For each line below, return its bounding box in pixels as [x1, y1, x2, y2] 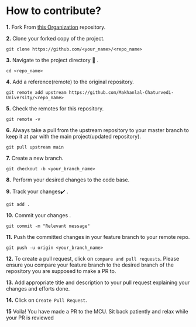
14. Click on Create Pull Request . [6, 296, 87, 304]
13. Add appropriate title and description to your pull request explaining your [6, 279, 190, 286]
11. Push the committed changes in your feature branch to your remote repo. [6, 233, 190, 240]
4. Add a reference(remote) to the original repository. [6, 78, 135, 85]
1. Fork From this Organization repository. [6, 23, 106, 31]
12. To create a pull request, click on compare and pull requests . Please [6, 255, 180, 262]
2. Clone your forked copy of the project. [6, 35, 105, 42]
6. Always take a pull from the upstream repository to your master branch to [6, 126, 189, 133]
